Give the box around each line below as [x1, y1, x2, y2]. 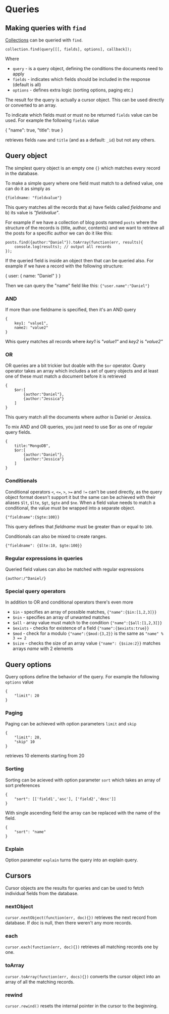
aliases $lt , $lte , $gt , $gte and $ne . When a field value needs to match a [5, 499, 155, 505]
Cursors [5, 871, 32, 880]
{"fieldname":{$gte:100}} [5, 515, 60, 520]
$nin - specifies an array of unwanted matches [12, 614, 110, 620]
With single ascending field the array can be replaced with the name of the [5, 810, 160, 816]
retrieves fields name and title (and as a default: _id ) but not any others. [5, 137, 156, 143]
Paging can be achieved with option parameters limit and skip [5, 721, 137, 727]
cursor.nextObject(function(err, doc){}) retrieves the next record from [5, 914, 157, 920]
